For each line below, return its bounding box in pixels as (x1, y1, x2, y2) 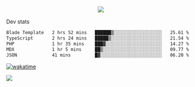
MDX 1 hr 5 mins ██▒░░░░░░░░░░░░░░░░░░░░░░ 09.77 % (6, 46, 189, 52)
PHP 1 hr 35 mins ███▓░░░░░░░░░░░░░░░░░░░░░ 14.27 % (6, 41, 189, 47)
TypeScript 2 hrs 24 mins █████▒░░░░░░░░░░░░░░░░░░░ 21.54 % (6, 35, 189, 41)
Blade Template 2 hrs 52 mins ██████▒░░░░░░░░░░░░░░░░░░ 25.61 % (6, 30, 189, 36)
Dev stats (6, 18, 30, 25)
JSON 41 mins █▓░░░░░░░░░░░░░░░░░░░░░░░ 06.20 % (6, 52, 189, 58)
